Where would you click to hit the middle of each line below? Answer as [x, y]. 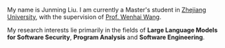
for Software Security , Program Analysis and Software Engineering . [106, 37]
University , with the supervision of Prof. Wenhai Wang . [84, 17]
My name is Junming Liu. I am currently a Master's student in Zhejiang [107, 10]
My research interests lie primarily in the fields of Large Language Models [112, 30]
